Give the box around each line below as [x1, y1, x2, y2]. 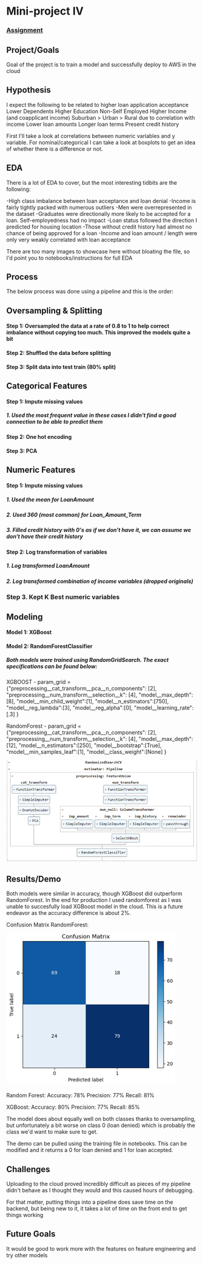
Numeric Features [6, 465, 76, 475]
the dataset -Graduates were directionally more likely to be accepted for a [6, 210, 191, 217]
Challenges [6, 1164, 50, 1174]
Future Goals [6, 1229, 56, 1239]
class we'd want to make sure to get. [6, 1128, 98, 1136]
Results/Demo [6, 874, 62, 884]
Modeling [6, 612, 43, 622]
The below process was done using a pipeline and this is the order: [6, 288, 174, 295]
